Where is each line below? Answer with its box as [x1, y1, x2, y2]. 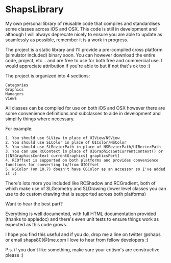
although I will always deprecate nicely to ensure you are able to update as [5, 31, 162, 37]
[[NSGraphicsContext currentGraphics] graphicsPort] [5, 153, 120, 159]
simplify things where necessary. [5, 116, 75, 122]
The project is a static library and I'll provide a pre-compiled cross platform [5, 46, 163, 52]
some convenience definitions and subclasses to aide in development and [5, 110, 161, 116]
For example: [5, 125, 33, 131]
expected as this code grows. [5, 221, 67, 227]
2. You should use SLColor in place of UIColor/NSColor [5, 140, 127, 145]
